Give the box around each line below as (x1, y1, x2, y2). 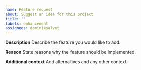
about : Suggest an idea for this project (5, 12, 94, 17)
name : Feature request (5, 7, 53, 12)
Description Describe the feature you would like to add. (5, 39, 121, 45)
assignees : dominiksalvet (5, 26, 59, 31)
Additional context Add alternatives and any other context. (5, 59, 128, 65)
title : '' (5, 16, 26, 21)
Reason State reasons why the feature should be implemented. (5, 49, 136, 55)
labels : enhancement (5, 21, 49, 26)
